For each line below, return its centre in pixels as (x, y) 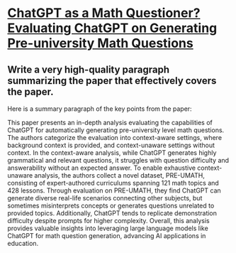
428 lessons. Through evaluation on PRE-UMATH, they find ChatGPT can (114, 190)
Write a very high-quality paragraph (89, 69)
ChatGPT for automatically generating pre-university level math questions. (116, 130)
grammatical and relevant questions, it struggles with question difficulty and (118, 160)
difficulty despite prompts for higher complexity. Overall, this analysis (109, 221)
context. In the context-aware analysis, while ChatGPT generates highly (112, 153)
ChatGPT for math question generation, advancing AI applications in (107, 236)
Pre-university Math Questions (100, 43)
